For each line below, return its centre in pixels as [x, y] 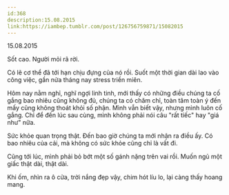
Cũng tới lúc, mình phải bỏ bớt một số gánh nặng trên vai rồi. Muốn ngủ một [114, 156]
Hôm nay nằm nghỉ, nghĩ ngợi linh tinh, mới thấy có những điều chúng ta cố [114, 93]
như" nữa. [21, 123]
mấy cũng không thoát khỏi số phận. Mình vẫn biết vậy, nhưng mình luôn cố [115, 108]
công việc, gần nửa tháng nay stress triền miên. [75, 80]
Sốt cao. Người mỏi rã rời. [43, 59]
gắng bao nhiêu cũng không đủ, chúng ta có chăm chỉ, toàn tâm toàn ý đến [114, 101]
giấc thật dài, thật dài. [38, 164]
